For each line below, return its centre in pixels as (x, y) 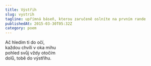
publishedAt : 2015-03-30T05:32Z (39, 24)
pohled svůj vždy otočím (30, 53)
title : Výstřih (21, 10)
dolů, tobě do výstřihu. (28, 58)
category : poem (21, 28)
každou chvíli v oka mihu (31, 48)
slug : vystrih (20, 14)
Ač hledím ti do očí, (25, 42)
